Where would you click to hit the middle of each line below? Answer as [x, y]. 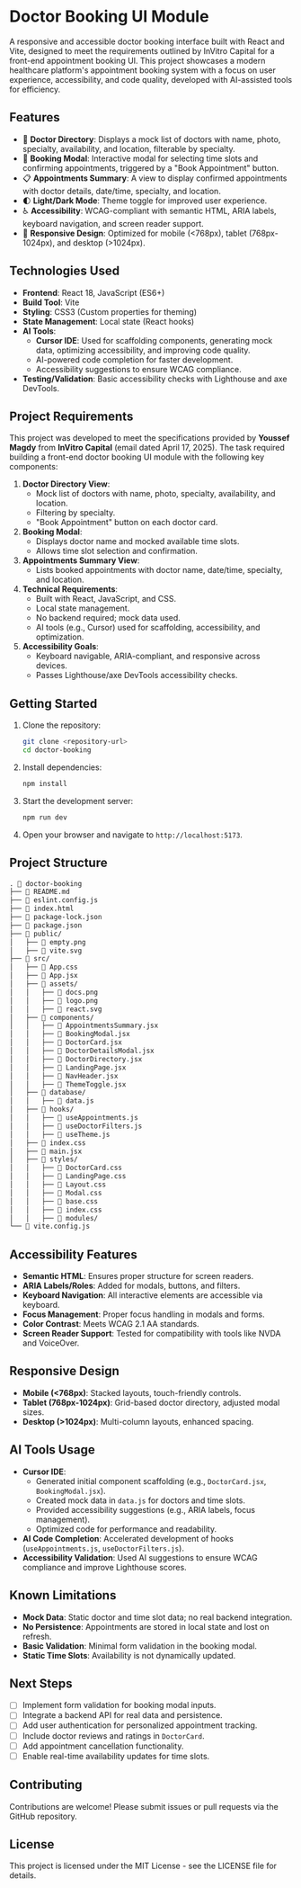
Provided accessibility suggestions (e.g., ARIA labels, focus [146, 1509]
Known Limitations [63, 1595]
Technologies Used [64, 271]
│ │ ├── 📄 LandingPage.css [68, 1177]
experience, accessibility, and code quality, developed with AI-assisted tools [151, 79]
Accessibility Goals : [60, 647]
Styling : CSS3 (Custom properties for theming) [110, 311]
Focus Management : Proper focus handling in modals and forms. [143, 1314]
